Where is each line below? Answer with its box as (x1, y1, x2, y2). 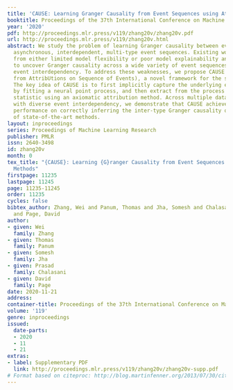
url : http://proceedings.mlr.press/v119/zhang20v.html (7, 36, 169, 43)
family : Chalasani (13, 268, 67, 275)
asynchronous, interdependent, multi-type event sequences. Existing (13, 49, 218, 56)
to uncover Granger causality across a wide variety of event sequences (13, 62, 228, 69)
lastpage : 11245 (7, 178, 54, 185)
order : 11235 (7, 191, 45, 198)
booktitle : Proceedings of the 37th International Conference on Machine (7, 17, 225, 24)
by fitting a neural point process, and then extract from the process (13, 88, 225, 95)
